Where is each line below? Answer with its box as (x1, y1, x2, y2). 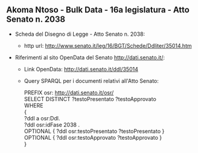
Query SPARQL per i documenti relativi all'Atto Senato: (24, 77, 159, 84)
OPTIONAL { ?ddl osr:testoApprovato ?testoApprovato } (24, 134, 162, 141)
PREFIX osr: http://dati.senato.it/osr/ (24, 89, 114, 96)
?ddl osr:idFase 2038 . (24, 121, 80, 128)
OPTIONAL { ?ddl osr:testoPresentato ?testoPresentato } (24, 127, 165, 135)
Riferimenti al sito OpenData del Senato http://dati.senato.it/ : (14, 54, 165, 61)
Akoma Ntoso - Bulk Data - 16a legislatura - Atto (6, 5, 190, 15)
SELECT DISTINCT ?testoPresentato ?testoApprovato (24, 95, 157, 102)
